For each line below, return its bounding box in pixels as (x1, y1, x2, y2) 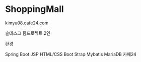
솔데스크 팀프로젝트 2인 (5, 30, 51, 36)
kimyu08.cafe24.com (5, 20, 49, 26)
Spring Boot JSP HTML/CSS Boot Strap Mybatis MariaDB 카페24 (5, 51, 137, 57)
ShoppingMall (5, 3, 64, 15)
